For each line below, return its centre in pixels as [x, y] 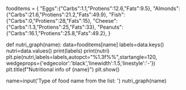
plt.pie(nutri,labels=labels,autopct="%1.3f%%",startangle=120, [82, 57]
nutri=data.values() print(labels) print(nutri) [58, 51]
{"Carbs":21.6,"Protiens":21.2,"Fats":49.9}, [57, 15]
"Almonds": [166, 8]
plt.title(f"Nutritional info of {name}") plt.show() [63, 69]
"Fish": [117, 15]
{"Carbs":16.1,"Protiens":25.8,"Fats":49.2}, [56, 33]
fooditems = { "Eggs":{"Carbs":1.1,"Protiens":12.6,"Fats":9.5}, [79, 8]
